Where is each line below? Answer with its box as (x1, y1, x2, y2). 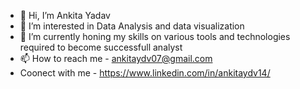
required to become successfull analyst (19, 41, 183, 53)
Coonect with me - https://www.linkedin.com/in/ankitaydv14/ (19, 67, 271, 79)
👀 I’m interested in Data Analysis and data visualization (19, 20, 245, 32)
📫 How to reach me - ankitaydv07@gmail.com (19, 53, 213, 64)
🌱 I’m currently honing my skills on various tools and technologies (19, 31, 291, 42)
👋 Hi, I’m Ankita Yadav (19, 10, 111, 21)
